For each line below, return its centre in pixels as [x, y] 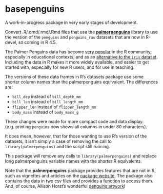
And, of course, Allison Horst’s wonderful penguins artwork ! [65, 186]
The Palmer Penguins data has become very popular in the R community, [79, 52]
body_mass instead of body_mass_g [45, 112]
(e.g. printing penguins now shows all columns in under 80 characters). [76, 126]
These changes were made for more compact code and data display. [74, 121]
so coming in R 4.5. [38, 42]
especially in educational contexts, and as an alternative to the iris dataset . [81, 57]
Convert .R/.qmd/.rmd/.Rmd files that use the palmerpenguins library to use [81, 32]
